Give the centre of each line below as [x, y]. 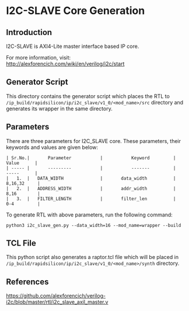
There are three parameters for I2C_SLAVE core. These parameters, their [94, 141]
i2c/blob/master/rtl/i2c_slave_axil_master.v [57, 302]
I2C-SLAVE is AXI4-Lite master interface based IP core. [73, 46]
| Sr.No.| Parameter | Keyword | [91, 158]
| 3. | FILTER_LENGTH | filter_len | [91, 199]
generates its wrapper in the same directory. [59, 109]
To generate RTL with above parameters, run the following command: [90, 215]
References [27, 282]
